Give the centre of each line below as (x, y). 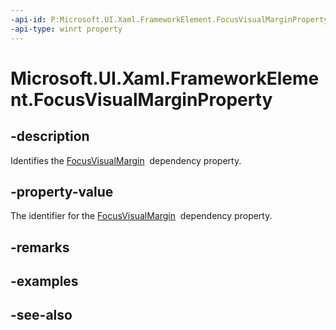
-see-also (41, 315)
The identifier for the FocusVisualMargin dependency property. (141, 216)
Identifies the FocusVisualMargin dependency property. (126, 160)
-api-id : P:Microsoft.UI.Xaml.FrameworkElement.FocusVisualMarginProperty (169, 19)
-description (50, 136)
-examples (44, 281)
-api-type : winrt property (66, 29)
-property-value (62, 191)
